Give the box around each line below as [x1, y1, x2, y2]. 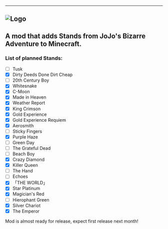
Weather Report [12, 100, 45, 106]
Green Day [12, 139, 35, 145]
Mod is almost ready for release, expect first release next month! [5, 218, 138, 224]
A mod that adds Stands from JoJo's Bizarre [5, 32, 146, 40]
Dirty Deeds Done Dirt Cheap [12, 72, 73, 78]
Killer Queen [12, 162, 38, 168]
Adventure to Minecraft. [5, 40, 81, 48]
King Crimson [12, 106, 41, 112]
